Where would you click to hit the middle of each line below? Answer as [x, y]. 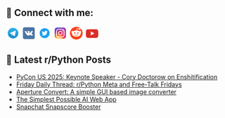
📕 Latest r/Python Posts [59, 60]
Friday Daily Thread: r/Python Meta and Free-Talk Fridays [99, 84]
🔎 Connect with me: [50, 13]
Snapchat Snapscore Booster [58, 107]
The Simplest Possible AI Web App [66, 99]
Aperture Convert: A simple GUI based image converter [96, 91]
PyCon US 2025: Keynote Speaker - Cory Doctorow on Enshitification [117, 77]
